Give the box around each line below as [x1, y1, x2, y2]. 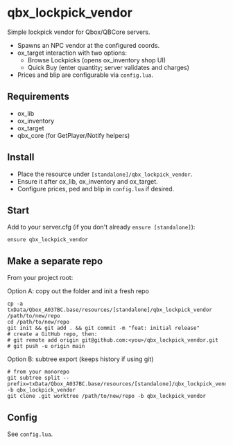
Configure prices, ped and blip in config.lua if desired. [17, 184, 175, 193]
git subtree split [7, 374, 60, 382]
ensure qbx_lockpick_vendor [7, 236, 89, 243]
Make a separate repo [7, 255, 103, 267]
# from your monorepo [7, 369, 70, 376]
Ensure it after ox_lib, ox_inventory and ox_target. [17, 177, 158, 185]
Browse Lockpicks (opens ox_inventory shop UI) [27, 55, 166, 64]
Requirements [7, 91, 69, 103]
